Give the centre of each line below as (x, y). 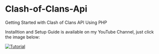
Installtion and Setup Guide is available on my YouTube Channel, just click (79, 32)
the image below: (23, 37)
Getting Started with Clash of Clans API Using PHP (56, 22)
